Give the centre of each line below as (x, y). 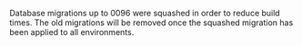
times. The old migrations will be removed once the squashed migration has (151, 23)
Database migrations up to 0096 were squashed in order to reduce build (145, 13)
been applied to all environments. (72, 32)
